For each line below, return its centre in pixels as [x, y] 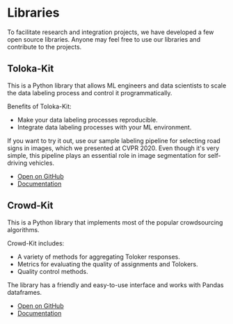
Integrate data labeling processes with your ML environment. [104, 127]
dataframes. [25, 292]
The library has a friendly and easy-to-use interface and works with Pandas [115, 285]
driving [17, 163]
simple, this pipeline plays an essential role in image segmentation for [107, 155]
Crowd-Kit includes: [36, 243]
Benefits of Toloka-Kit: [39, 106]
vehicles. [41, 163]
